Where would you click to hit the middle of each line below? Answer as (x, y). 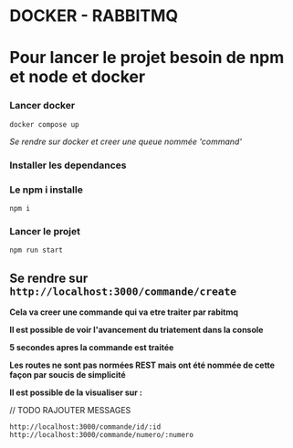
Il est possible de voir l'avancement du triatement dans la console (136, 330)
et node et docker (78, 77)
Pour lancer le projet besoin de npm (147, 58)
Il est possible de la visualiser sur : (76, 392)
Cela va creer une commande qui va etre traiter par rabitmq (124, 312)
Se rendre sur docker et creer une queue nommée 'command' (126, 141)
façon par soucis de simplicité (68, 375)
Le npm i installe (47, 190)
